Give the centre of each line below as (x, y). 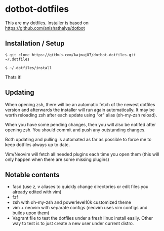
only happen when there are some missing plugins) (57, 159)
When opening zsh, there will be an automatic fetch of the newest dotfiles (80, 104)
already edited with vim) (37, 192)
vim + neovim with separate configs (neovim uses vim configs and (80, 208)
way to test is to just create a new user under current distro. (73, 224)
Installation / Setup (35, 44)
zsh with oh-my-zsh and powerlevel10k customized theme (72, 202)
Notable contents (32, 174)
